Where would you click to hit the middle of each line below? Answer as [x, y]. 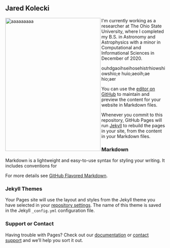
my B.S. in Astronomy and [128, 37]
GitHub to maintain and [125, 94]
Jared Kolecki [27, 8]
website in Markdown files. [129, 105]
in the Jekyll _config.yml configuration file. [50, 210]
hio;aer [109, 79]
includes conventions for [31, 166]
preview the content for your [131, 99]
